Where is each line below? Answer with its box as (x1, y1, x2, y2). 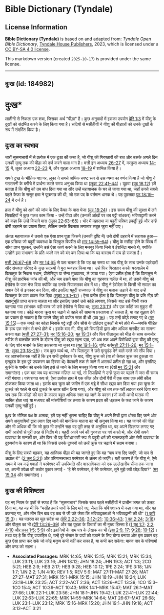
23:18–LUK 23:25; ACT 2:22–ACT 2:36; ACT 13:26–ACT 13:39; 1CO (12, 579, 146, 585)
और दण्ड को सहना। (5, 544, 37, 549)
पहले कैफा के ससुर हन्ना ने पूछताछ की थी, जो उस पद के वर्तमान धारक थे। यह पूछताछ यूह (5, 192, 141, 198)
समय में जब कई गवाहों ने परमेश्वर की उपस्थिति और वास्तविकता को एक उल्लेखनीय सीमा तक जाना (5, 461, 153, 467)
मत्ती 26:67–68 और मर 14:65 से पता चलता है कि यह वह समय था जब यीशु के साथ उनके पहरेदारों (5, 260, 158, 265)
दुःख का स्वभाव (5, 141, 39, 150)
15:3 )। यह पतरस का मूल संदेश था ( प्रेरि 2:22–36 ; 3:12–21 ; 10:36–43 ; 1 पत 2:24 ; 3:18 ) (5, 516, 155, 522)
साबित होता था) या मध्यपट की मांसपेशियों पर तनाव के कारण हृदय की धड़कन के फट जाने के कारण (5, 398, 154, 403)
